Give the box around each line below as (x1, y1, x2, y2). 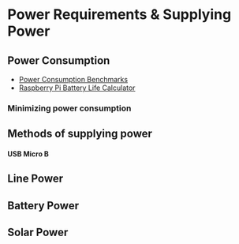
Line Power (7, 172, 64, 186)
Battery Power (7, 199, 80, 212)
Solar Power (7, 226, 69, 239)
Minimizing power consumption (7, 103, 132, 114)
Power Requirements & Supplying (7, 6, 232, 24)
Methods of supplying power (7, 127, 153, 141)
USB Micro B (7, 148, 49, 159)
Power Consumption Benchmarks (18, 75, 128, 84)
